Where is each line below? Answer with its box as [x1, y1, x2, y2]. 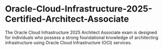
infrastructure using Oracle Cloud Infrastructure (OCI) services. [5, 39, 132, 45]
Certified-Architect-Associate [5, 13, 129, 25]
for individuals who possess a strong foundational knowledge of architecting [5, 35, 159, 40]
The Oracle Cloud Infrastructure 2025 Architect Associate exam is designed [5, 29, 157, 35]
